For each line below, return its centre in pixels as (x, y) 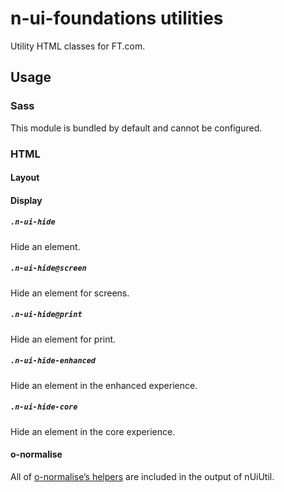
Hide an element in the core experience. (93, 431)
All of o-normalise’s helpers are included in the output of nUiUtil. (142, 476)
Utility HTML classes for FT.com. (78, 46)
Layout (25, 178)
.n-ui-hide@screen (48, 268)
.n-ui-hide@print (46, 315)
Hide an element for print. (63, 339)
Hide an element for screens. (70, 293)
